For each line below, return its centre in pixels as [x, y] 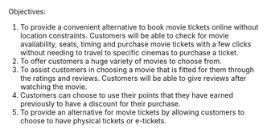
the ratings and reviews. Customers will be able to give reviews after [133, 78]
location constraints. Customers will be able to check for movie [124, 36]
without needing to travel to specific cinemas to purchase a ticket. [129, 52]
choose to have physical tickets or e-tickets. [93, 121]
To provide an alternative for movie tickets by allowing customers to [132, 112]
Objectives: [27, 12]
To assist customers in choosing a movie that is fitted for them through [137, 70]
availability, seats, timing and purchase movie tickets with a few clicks [136, 44]
